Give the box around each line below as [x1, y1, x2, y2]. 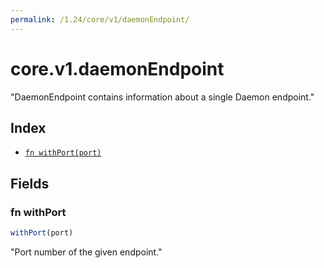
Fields [10, 175, 50, 192]
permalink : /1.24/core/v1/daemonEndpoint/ [10, 14, 190, 25]
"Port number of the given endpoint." [10, 246, 163, 258]
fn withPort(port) [24, 148, 102, 158]
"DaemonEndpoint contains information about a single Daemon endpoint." [10, 91, 315, 103]
